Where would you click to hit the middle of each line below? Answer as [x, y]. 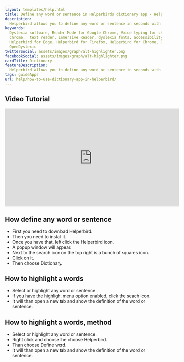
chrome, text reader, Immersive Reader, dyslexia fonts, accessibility [86, 38]
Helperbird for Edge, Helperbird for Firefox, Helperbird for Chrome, [84, 42]
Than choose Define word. [39, 345]
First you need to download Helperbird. [52, 231]
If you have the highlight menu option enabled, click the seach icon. [81, 296]
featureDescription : [27, 65]
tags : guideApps [22, 75]
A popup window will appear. [42, 247]
